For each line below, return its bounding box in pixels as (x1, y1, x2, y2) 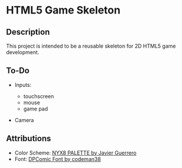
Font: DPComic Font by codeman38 (14, 155, 101, 162)
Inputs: (14, 81, 32, 88)
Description (6, 27, 50, 37)
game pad (23, 105, 48, 112)
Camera (14, 116, 34, 123)
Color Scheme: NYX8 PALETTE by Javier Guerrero (14, 149, 137, 156)
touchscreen (23, 92, 55, 100)
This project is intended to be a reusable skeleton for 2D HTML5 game (6, 42, 176, 49)
